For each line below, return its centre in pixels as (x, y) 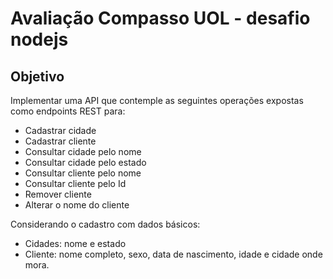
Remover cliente (58, 194)
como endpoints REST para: (68, 111)
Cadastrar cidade (60, 130)
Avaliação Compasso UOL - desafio (160, 18)
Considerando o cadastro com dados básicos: (105, 224)
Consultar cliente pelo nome (83, 173)
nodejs (39, 39)
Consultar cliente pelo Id (75, 183)
